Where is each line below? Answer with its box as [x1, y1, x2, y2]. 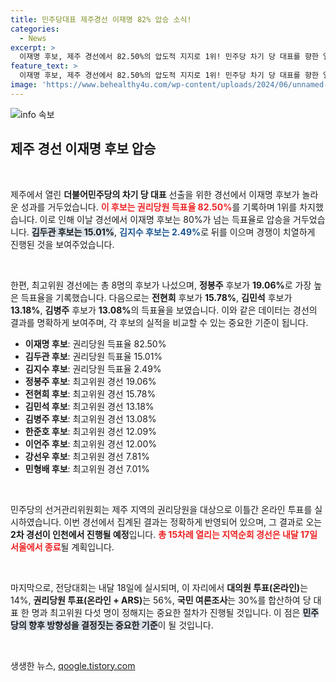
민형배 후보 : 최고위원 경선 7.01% [24, 462, 150, 475]
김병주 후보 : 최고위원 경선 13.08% [24, 412, 157, 425]
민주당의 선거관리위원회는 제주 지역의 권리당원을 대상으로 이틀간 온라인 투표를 [10, 503, 313, 515]
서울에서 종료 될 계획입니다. [10, 541, 115, 553]
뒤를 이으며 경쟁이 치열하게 [211, 226, 316, 238]
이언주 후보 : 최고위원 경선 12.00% [24, 437, 157, 450]
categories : [10, 24, 60, 34]
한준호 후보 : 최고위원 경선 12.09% [24, 425, 157, 437]
